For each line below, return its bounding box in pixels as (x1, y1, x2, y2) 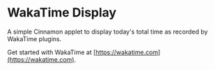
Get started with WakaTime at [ (7, 48, 96, 56)
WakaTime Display (7, 5, 117, 21)
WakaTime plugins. (7, 34, 62, 43)
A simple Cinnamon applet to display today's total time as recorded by (7, 27, 208, 36)
